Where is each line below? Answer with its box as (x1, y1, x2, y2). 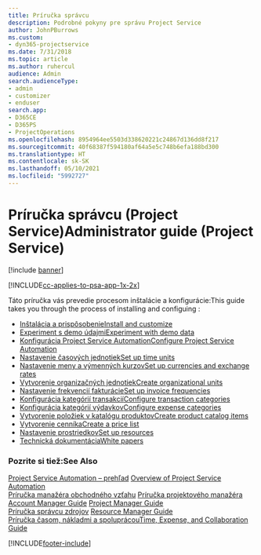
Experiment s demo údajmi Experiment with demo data (19, 327, 194, 337)
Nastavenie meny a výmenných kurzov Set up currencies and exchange (19, 360, 250, 370)
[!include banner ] (8, 265, 64, 275)
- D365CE (8, 114, 37, 122)
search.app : (8, 107, 47, 115)
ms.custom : (8, 33, 44, 42)
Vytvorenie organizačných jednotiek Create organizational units (19, 378, 223, 387)
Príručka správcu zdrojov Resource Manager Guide (8, 507, 173, 517)
